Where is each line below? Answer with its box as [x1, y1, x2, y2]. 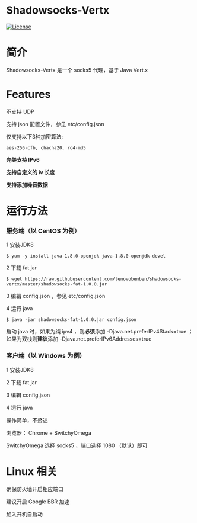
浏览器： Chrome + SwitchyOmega [6, 429, 92, 436]
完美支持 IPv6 [6, 156, 40, 163]
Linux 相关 [6, 464, 58, 478]
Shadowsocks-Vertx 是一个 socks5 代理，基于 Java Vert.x [6, 66, 148, 73]
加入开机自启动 [6, 511, 43, 518]
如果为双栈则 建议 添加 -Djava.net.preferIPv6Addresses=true [6, 335, 152, 342]
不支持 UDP [6, 108, 34, 115]
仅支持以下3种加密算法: [6, 133, 63, 140]
